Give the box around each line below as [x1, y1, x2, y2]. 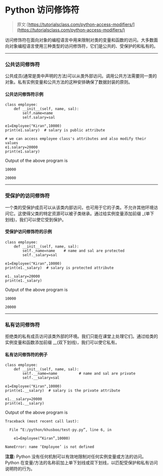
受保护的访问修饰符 [5, 192, 50, 199]
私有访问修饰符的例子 [5, 351, 48, 357]
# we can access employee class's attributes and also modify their [5, 136, 147, 141]
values [5, 141, 18, 146]
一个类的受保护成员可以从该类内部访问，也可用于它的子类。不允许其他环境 [5, 204, 154, 210]
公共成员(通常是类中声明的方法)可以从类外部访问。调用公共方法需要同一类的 [5, 73, 157, 79]
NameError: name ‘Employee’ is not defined [5, 444, 95, 450]
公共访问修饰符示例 [5, 91, 44, 97]
